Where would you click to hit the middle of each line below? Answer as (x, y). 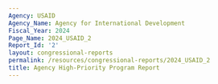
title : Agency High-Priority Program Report (84, 68)
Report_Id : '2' (34, 46)
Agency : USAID (32, 16)
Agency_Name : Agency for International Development (97, 23)
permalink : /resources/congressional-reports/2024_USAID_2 (109, 61)
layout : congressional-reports (61, 53)
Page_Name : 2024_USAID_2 (50, 38)
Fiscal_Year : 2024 (39, 30)
